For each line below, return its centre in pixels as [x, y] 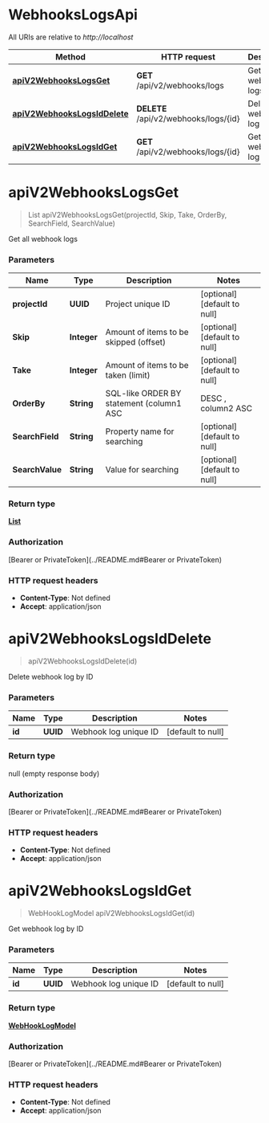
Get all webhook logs [43, 239]
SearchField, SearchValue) [72, 223]
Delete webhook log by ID [51, 677]
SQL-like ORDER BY [143, 394]
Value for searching [142, 470]
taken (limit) [128, 375]
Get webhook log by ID [46, 929]
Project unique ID [138, 304]
